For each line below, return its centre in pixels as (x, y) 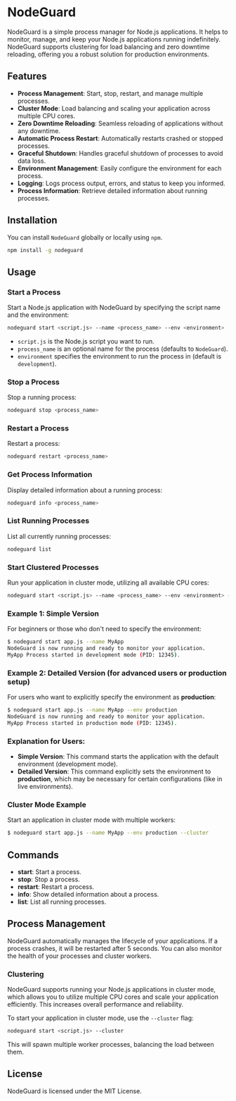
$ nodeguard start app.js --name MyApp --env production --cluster (108, 833)
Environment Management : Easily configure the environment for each (119, 168)
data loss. (32, 161)
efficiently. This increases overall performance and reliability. (96, 1004)
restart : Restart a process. (56, 887)
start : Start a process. (50, 871)
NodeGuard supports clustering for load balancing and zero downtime (109, 46)
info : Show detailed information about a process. (88, 894)
